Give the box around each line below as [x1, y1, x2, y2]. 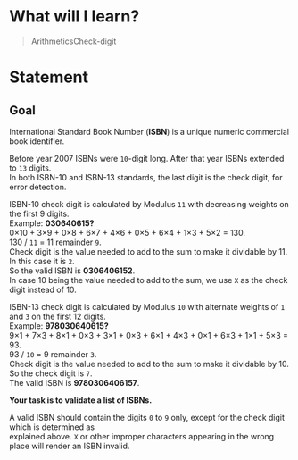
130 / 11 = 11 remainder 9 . [9, 237, 103, 247]
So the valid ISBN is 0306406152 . [9, 265, 136, 276]
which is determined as [9, 422, 95, 432]
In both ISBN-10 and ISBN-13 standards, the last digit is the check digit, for [9, 171, 283, 182]
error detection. [9, 181, 67, 192]
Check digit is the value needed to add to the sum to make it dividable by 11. [9, 246, 288, 256]
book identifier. [9, 136, 65, 146]
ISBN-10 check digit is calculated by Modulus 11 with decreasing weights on [9, 198, 290, 209]
